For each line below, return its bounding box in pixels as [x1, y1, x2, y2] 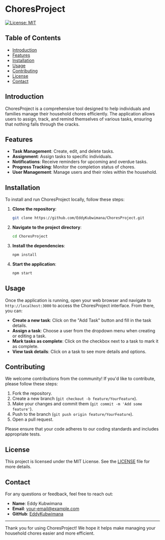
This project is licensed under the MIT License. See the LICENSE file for [5, 459, 150, 464]
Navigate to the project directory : [12, 224, 82, 230]
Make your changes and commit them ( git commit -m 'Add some [12, 401, 142, 407]
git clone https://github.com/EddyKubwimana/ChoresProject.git [12, 216, 145, 220]
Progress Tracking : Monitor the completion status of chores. [12, 164, 136, 170]
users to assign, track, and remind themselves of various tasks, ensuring [5, 116, 152, 122]
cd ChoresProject [12, 234, 48, 239]
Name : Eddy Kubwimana [12, 500, 62, 506]
